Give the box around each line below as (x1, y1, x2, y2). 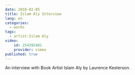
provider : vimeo (14, 47, 47, 52)
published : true (5, 51, 38, 57)
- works (9, 25, 25, 30)
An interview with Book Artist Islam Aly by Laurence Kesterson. (5, 65, 131, 71)
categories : (5, 20, 29, 25)
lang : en (5, 16, 23, 21)
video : (5, 38, 18, 43)
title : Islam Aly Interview (5, 12, 62, 16)
